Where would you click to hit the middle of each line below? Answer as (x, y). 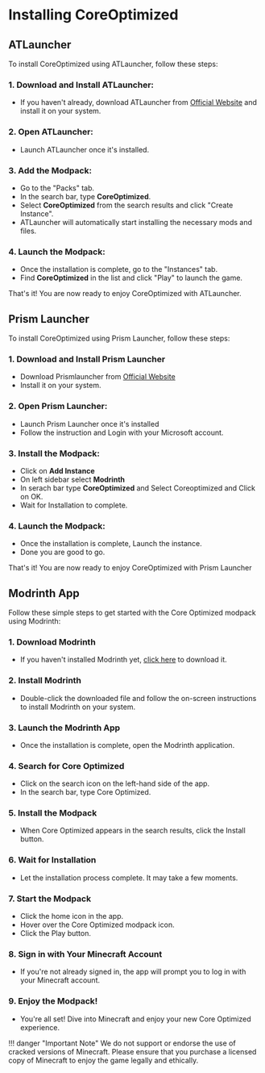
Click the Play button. (55, 933)
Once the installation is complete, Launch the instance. (111, 544)
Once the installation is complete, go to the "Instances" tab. (119, 269)
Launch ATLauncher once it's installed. (85, 149)
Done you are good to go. (62, 552)
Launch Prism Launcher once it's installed (89, 424)
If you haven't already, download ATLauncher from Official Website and (139, 102)
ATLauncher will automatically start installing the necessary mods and (136, 222)
